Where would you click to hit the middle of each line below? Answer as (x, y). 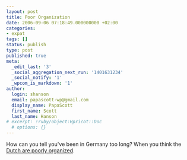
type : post (20, 50)
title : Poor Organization (38, 17)
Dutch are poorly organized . (41, 151)
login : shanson (30, 94)
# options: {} (29, 127)
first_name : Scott (34, 111)
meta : (13, 61)
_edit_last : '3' (31, 67)
